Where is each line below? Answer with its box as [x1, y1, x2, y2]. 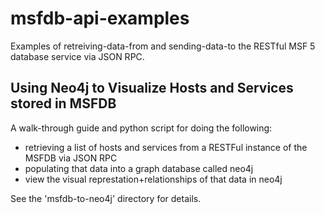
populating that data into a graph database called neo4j [24, 162, 254, 174]
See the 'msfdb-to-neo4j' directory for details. [10, 192, 202, 204]
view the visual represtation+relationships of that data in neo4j [24, 173, 283, 185]
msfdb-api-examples [10, 7, 190, 30]
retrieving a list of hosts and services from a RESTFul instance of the [24, 141, 308, 153]
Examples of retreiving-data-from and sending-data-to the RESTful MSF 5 [10, 40, 316, 52]
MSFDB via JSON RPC [24, 152, 118, 164]
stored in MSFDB [10, 95, 117, 112]
